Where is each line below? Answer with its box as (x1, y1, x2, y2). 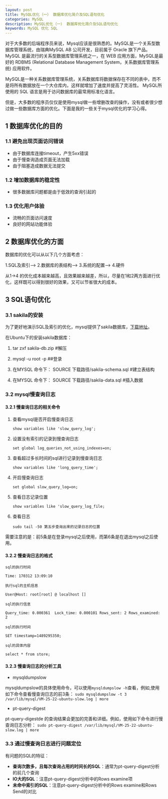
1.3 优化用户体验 (5, 203, 45, 210)
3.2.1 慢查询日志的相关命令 (5, 404, 60, 410)
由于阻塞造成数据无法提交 (12, 162, 66, 168)
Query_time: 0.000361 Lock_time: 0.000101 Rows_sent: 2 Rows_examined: (5, 611, 160, 616)
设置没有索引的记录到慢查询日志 (12, 436, 79, 442)
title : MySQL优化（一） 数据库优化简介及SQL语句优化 (5, 12, 105, 17)
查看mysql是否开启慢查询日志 (12, 417, 74, 423)
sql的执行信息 (5, 602, 31, 607)
